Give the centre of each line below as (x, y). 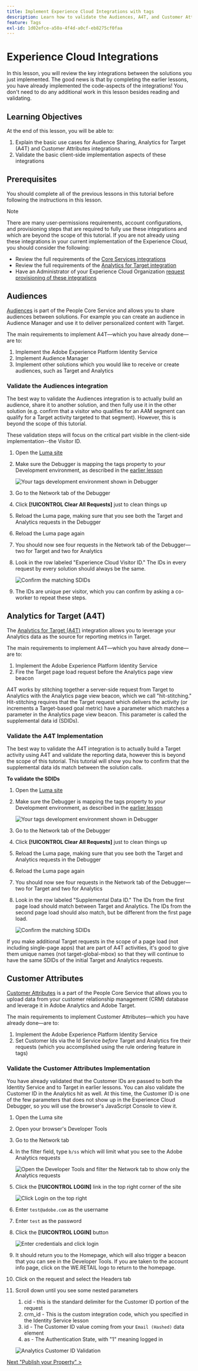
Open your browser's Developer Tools (61, 1129)
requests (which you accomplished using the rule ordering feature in (98, 1047)
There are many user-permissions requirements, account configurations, (95, 222)
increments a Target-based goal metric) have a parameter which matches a (98, 708)
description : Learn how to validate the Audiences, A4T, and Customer (95, 17)
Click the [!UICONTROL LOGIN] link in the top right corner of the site (98, 1187)
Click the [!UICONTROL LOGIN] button (62, 1232)
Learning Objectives (45, 117)
